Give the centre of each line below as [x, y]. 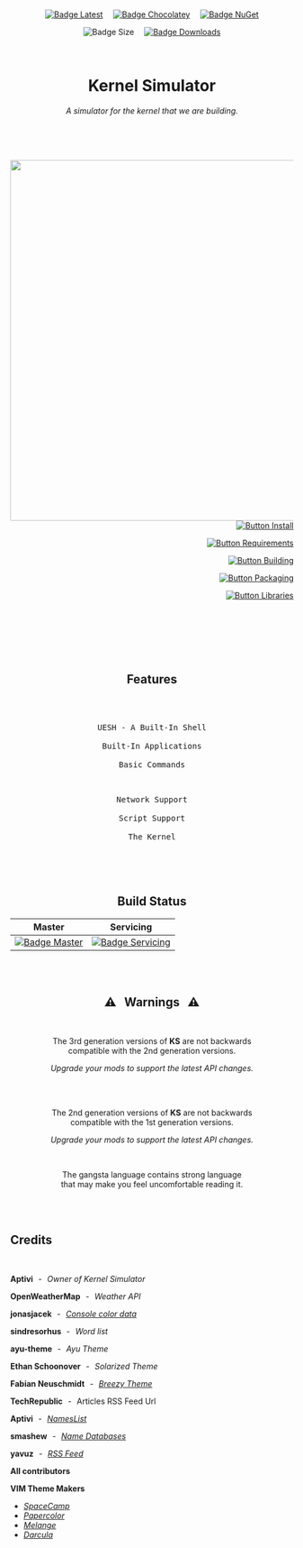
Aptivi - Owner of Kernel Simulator [78, 1279]
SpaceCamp [46, 1507]
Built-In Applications [152, 746]
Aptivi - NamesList [49, 1419]
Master [49, 927]
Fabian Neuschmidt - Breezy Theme [81, 1384]
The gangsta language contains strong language [152, 1175]
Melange [40, 1525]
